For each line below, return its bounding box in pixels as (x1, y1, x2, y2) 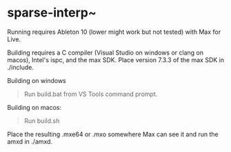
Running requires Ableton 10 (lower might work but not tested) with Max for (7, 28, 221, 36)
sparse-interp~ (7, 5, 97, 21)
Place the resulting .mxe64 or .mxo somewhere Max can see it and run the (7, 130, 219, 138)
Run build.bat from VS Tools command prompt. (23, 90, 158, 98)
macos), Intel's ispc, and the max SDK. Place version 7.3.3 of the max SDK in (7, 55, 225, 64)
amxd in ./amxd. (7, 137, 53, 146)
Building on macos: (7, 103, 62, 111)
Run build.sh (23, 116, 60, 125)
